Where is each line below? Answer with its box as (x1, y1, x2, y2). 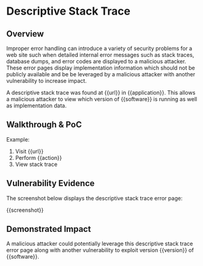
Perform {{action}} (15, 154, 62, 161)
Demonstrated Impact (6, 224, 91, 234)
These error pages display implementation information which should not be (6, 64, 195, 71)
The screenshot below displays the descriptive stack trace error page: (6, 194, 183, 202)
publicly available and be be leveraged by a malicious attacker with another (6, 71, 196, 77)
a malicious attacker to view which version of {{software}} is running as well (6, 96, 198, 102)
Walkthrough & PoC (6, 120, 82, 130)
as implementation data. (6, 102, 67, 109)
